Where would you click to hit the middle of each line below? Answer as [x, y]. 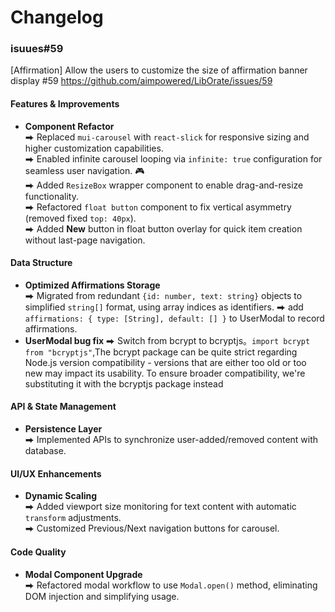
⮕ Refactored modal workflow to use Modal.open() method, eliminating [171, 585]
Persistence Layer [63, 429]
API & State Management [63, 407]
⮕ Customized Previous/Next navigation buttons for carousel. [152, 528]
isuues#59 [37, 49]
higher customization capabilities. [94, 148]
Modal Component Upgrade [83, 574]
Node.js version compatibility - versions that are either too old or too [165, 362]
